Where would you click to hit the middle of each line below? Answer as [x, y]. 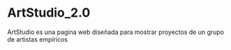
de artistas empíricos [38, 39]
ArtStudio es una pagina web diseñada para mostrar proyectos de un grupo [116, 32]
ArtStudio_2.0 [49, 13]
